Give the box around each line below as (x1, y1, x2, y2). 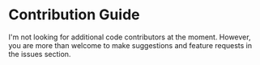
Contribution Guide (8, 6, 140, 24)
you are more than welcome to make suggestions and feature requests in (8, 40, 253, 50)
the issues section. (8, 49, 71, 59)
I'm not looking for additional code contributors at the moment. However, (8, 32, 251, 42)
